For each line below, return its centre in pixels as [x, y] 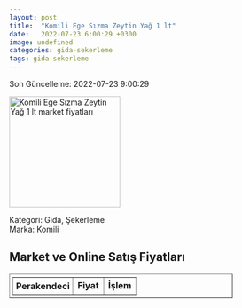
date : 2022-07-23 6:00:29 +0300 [73, 34]
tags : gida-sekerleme [49, 59]
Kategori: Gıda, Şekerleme [57, 220]
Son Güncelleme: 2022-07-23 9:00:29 [79, 84]
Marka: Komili [34, 229]
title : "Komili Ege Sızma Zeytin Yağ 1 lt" [93, 26]
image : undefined [41, 42]
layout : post [33, 17]
